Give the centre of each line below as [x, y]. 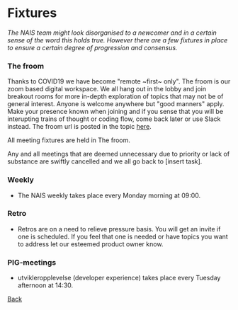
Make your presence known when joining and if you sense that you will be [115, 112]
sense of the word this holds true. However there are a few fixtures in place [118, 40]
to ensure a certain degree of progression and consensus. [92, 47]
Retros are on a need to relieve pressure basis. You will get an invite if [119, 229]
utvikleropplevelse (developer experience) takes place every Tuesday [119, 278]
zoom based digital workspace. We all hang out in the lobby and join [107, 89]
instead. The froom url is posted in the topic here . [80, 127]
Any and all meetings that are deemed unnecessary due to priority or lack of [119, 154]
